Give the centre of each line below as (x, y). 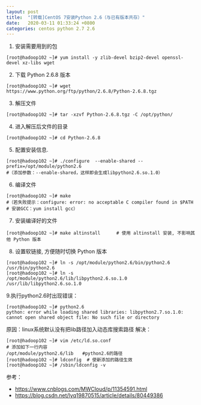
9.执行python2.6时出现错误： (42, 296)
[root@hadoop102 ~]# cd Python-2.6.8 (53, 138)
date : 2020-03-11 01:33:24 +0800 (51, 23)
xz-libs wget (38, 63)
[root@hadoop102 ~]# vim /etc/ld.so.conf (59, 341)
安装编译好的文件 (36, 221)
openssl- (173, 58)
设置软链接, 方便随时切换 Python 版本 (61, 251)
